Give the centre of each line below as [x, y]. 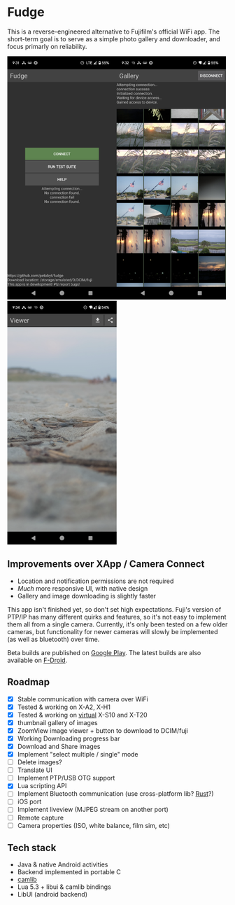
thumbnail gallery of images [57, 722]
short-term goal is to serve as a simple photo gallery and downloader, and [114, 38]
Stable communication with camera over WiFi [83, 699]
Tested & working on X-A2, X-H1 [64, 707]
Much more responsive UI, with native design [83, 588]
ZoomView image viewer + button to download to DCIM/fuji [103, 730]
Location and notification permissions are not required [95, 581]
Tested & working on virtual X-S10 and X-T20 [83, 715]
